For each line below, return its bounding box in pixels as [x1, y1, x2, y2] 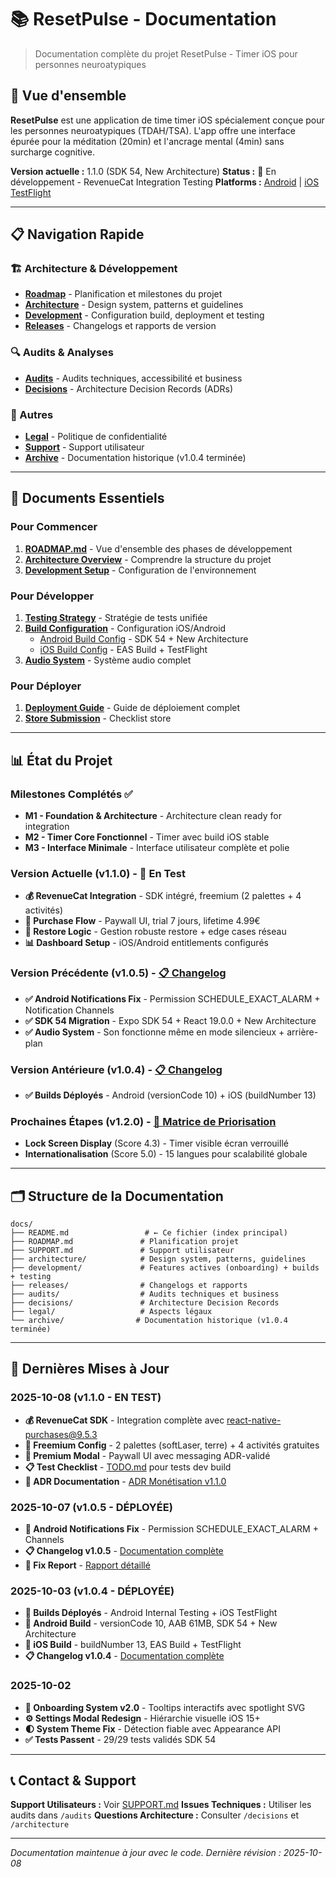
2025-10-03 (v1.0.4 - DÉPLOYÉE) [10, 1584, 175, 1598]
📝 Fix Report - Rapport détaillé [24, 1559, 151, 1571]
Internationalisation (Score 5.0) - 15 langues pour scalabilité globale [24, 1148, 308, 1160]
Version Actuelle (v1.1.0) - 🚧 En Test [10, 866, 186, 880]
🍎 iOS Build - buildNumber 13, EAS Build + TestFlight [24, 1639, 242, 1651]
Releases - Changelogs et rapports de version [24, 320, 217, 332]
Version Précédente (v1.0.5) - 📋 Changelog [10, 966, 227, 980]
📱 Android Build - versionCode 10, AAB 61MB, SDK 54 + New [24, 1617, 278, 1630]
